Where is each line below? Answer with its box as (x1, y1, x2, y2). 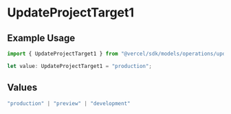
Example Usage (7, 32, 76, 44)
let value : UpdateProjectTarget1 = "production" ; (7, 62, 153, 69)
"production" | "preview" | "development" (7, 100, 131, 107)
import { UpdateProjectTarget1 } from (7, 50, 118, 57)
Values (7, 82, 38, 93)
